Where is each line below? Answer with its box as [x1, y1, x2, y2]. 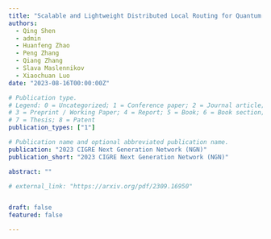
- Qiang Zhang [15, 57, 63, 65]
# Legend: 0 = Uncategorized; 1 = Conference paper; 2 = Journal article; [8, 101, 265, 109]
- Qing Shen [15, 27, 56, 35]
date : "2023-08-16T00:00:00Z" [8, 79, 110, 87]
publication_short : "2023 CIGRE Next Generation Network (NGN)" [8, 153, 229, 161]
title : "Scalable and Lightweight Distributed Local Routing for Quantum [8, 11, 262, 20]
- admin [15, 34, 42, 43]
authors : [8, 19, 38, 27]
